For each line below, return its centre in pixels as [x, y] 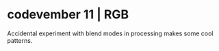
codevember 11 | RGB [68, 15]
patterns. [20, 40]
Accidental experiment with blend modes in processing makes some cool [110, 33]
